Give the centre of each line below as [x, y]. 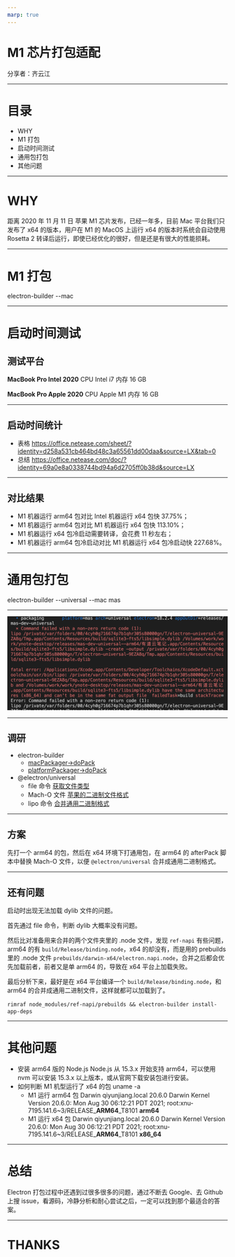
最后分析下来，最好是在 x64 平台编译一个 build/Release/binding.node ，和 [114, 981]
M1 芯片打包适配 [54, 52]
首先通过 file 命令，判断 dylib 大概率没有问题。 [74, 925]
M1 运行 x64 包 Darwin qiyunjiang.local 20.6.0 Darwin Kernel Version [127, 1119]
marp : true [23, 15]
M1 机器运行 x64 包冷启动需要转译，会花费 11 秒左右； [95, 534]
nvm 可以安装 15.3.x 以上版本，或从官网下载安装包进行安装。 [105, 1077]
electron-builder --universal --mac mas [64, 599]
